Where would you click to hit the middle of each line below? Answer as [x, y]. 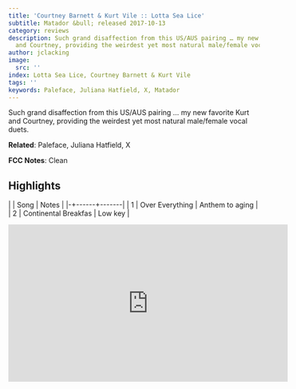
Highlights [35, 186]
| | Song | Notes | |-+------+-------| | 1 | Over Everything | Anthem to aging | [133, 205]
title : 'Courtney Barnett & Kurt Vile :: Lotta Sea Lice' [107, 16]
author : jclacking [39, 53]
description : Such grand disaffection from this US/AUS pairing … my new [134, 38]
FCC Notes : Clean [38, 161]
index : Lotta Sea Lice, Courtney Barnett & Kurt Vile [100, 75]
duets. [19, 129]
